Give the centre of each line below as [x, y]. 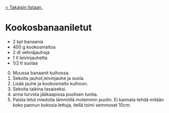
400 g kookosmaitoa [34, 47]
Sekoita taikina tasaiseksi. [39, 89]
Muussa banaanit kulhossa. [41, 73]
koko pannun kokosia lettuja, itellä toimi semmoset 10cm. [72, 105]
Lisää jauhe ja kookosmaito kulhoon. [50, 83]
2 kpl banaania [28, 41]
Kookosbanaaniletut [49, 28]
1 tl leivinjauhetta [30, 58]
